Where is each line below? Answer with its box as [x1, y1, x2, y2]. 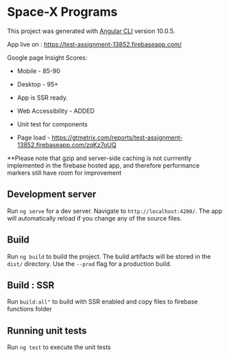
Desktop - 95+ [16, 80, 59, 88]
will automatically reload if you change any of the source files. [7, 214, 182, 222]
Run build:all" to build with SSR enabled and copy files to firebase [7, 298, 198, 306]
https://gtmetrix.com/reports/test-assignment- [51, 133, 183, 142]
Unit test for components [16, 120, 88, 128]
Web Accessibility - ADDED [16, 107, 95, 115]
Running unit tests [7, 324, 87, 337]
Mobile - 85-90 [16, 67, 60, 75]
